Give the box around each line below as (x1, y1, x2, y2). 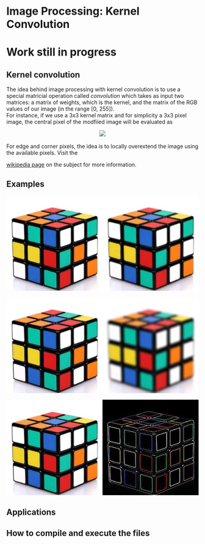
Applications (6, 507, 56, 518)
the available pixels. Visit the (6, 149, 78, 156)
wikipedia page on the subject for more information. (6, 161, 137, 169)
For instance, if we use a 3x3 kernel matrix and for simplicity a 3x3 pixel (6, 112, 187, 119)
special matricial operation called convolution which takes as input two (6, 92, 184, 100)
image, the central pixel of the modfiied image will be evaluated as (6, 118, 173, 126)
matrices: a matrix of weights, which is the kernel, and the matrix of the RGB (6, 99, 198, 106)
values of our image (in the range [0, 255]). (6, 105, 115, 112)
